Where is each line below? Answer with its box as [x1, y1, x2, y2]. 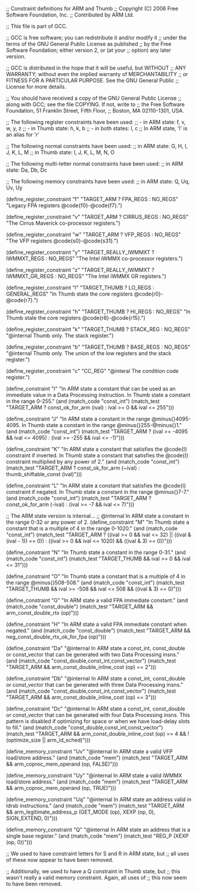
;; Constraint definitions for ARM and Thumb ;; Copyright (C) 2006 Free [6, 5, 178, 12]
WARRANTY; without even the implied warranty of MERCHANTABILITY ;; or [6, 71, 188, 77]
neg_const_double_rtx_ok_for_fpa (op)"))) [6, 634, 107, 640]
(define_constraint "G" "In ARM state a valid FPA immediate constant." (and [6, 597, 188, 604]
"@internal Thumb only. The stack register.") [6, 332, 113, 339]
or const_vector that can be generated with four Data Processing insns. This [6, 711, 190, 719]
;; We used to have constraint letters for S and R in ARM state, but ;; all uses [6, 850, 189, 857]
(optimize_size [6, 737, 41, 743]
